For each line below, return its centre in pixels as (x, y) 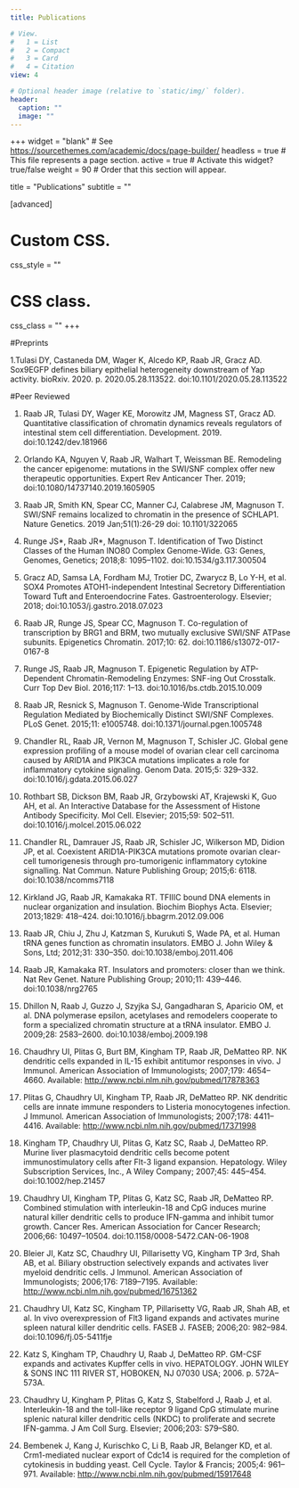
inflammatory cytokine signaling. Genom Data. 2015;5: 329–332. (141, 770)
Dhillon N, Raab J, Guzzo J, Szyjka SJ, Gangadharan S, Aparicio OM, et (153, 1006)
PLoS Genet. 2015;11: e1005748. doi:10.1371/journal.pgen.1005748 (142, 724)
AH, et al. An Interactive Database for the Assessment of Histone (141, 806)
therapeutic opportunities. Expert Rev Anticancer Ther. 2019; (134, 479)
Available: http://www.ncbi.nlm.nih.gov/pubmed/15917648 (145, 1474)
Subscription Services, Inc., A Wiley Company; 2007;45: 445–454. (145, 1171)
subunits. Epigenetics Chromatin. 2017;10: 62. (106, 642)
